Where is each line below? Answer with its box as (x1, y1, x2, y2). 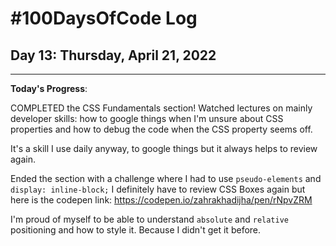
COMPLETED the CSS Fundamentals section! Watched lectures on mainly (10, 102, 313, 114)
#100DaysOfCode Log (10, 7, 198, 30)
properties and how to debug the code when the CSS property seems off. (10, 123, 313, 135)
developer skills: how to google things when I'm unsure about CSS (10, 113, 284, 124)
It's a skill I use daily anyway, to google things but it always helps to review (10, 143, 318, 154)
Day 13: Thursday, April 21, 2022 (10, 47, 217, 64)
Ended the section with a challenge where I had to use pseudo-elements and (10, 173, 322, 184)
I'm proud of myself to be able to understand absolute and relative (10, 213, 289, 225)
